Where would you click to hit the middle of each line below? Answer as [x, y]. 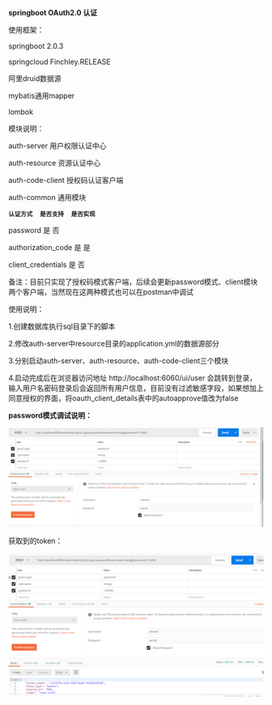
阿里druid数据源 [35, 79]
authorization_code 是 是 [49, 247]
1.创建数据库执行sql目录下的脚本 [62, 326]
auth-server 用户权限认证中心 [57, 146]
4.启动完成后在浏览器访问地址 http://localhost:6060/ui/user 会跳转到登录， [133, 378]
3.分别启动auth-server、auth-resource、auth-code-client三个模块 [119, 361]
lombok [21, 112]
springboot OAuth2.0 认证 [53, 13]
